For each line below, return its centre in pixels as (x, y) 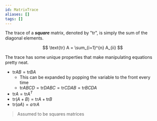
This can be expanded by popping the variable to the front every (85, 78)
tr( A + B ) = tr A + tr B (32, 99)
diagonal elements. (24, 38)
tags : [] (14, 19)
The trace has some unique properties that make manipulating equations (79, 57)
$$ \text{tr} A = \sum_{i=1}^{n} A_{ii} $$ (83, 48)
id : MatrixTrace (22, 10)
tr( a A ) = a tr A (26, 105)
